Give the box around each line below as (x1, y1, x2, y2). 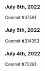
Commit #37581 (5, 15, 37, 21)
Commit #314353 (5, 38, 40, 44)
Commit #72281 (5, 61, 37, 67)
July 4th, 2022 (5, 50, 41, 57)
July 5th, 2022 (5, 27, 40, 34)
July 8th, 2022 (5, 3, 40, 10)
